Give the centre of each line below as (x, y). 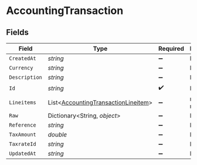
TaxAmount (23, 134)
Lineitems (23, 102)
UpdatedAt (23, 154)
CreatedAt (23, 59)
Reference (23, 125)
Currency (21, 68)
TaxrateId (23, 144)
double (57, 134)
